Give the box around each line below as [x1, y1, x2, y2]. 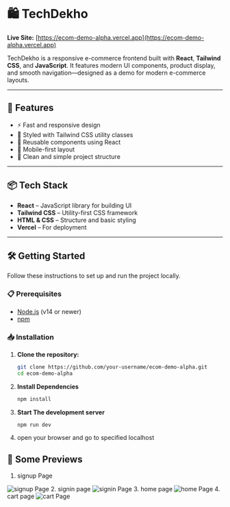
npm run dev [16, 421, 51, 428]
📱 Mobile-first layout [16, 145, 75, 153]
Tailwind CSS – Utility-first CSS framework [16, 208, 138, 217]
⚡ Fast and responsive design [16, 121, 101, 129]
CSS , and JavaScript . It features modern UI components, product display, [7, 61, 216, 69]
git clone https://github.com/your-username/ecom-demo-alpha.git [16, 363, 207, 371]
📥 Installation [7, 332, 55, 342]
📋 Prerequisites [7, 289, 62, 299]
